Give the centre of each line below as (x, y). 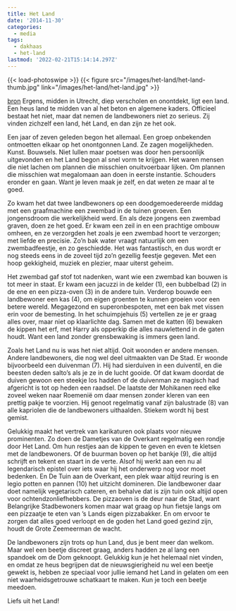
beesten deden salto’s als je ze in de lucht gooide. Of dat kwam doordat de (116, 372)
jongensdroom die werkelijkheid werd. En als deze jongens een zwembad (114, 218)
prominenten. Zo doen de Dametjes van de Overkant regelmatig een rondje (116, 438)
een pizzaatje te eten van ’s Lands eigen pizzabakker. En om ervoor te (109, 513)
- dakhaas (28, 47)
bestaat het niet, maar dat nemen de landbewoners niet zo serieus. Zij (108, 116)
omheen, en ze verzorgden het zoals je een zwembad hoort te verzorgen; (114, 233)
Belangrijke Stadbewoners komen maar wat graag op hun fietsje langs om (114, 506)
